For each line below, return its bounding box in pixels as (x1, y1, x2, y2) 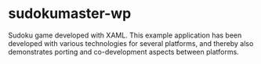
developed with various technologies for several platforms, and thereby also (8, 38, 254, 48)
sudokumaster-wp (8, 5, 132, 23)
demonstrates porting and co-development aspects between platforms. (8, 47, 239, 56)
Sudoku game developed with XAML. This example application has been (8, 30, 242, 40)
